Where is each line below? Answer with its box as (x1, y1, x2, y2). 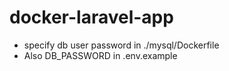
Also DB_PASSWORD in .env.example (23, 49, 178, 61)
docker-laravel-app (9, 6, 174, 29)
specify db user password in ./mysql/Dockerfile (23, 39, 220, 51)
